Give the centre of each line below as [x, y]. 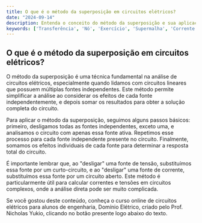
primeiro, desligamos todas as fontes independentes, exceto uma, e [90, 126]
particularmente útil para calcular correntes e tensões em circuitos [89, 183]
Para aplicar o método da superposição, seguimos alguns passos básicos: [98, 120]
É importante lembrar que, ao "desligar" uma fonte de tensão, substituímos [99, 164]
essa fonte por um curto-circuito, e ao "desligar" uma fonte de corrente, [95, 170]
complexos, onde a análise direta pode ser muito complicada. [82, 189]
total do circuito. [26, 152]
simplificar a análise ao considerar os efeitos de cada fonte [79, 96]
